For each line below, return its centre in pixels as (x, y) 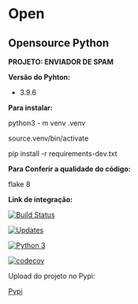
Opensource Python (58, 43)
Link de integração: (41, 199)
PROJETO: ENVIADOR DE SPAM (61, 62)
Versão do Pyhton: (39, 77)
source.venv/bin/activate (48, 138)
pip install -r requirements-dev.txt (63, 154)
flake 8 (19, 184)
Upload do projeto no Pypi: (52, 276)
